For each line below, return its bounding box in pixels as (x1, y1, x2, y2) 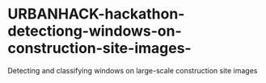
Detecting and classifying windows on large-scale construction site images (7, 65, 258, 75)
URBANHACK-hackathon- (7, 5, 185, 23)
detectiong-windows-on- (7, 22, 183, 40)
